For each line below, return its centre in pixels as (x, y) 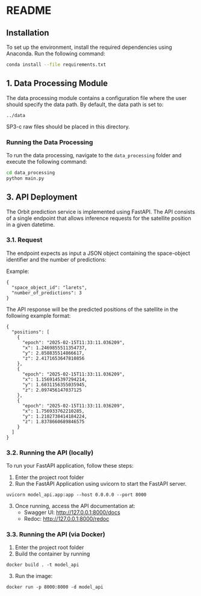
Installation (28, 33)
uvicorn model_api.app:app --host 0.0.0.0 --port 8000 (76, 495)
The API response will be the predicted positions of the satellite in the (92, 309)
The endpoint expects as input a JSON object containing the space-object (98, 253)
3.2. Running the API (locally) (50, 453)
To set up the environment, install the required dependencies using (89, 47)
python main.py (25, 178)
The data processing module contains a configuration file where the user (97, 98)
